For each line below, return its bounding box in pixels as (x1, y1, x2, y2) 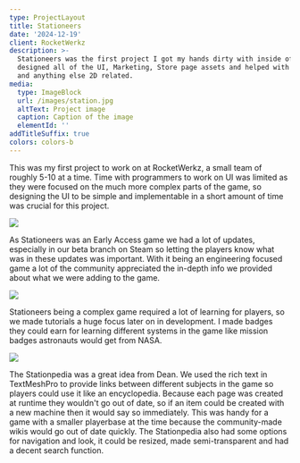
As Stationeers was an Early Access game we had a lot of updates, (9, 234, 256, 245)
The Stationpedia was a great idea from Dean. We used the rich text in (9, 368, 268, 380)
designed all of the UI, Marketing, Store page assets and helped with (17, 63, 290, 72)
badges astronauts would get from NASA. (9, 334, 162, 345)
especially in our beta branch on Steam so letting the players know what (9, 243, 275, 255)
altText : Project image (17, 105, 105, 114)
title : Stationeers (9, 21, 82, 30)
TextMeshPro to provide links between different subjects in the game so (9, 378, 274, 389)
